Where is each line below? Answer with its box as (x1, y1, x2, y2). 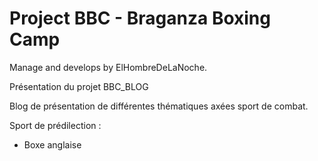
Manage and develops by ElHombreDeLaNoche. (9, 61, 208, 73)
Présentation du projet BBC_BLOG (9, 80, 149, 92)
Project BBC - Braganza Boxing (9, 7, 271, 30)
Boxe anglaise (23, 138, 82, 151)
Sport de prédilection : (9, 119, 102, 131)
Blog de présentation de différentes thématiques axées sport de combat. (9, 100, 309, 112)
